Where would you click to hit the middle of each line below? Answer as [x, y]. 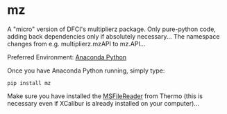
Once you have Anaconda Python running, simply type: [86, 70]
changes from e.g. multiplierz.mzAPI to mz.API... [76, 44]
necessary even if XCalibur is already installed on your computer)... [103, 103]
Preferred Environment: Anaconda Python [67, 57]
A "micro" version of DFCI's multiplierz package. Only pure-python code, [112, 29]
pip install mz [29, 83]
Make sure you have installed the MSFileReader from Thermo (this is [105, 96]
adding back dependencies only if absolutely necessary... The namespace [113, 36]
